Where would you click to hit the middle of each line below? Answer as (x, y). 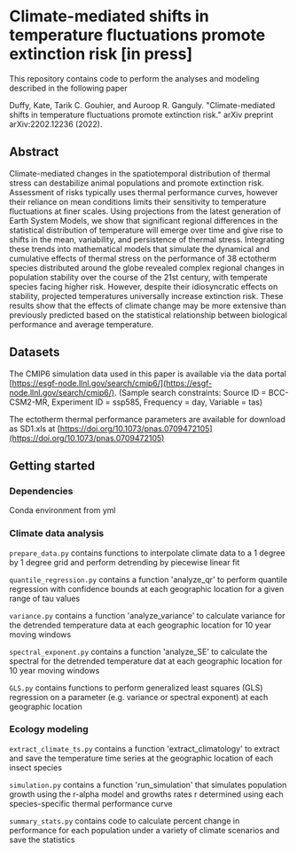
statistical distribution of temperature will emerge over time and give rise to (146, 230)
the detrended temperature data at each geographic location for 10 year (141, 625)
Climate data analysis (57, 533)
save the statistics (42, 840)
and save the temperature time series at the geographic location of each (141, 758)
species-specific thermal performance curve (91, 803)
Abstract (34, 152)
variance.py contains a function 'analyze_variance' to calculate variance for (147, 615)
